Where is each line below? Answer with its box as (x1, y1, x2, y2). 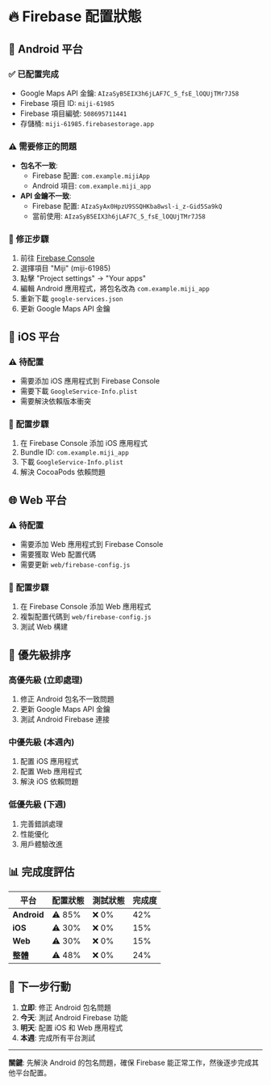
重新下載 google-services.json (19, 294, 123, 303)
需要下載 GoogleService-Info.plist (19, 386, 138, 396)
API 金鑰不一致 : (19, 191, 72, 201)
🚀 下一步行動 (8, 980, 71, 994)
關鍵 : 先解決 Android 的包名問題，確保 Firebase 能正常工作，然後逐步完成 (8, 1057, 252, 1068)
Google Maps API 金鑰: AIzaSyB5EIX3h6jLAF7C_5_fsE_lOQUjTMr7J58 (19, 88, 240, 98)
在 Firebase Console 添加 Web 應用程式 (19, 602, 152, 612)
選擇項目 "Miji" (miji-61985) (19, 264, 111, 273)
